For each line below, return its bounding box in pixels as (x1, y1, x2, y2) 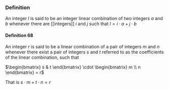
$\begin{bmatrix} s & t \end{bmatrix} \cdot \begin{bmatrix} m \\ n (5, 64, 141, 70)
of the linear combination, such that (5, 54, 79, 60)
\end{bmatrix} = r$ (5, 69, 44, 75)
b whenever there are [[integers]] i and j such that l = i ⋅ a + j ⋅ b (5, 21, 137, 27)
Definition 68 (5, 32, 34, 38)
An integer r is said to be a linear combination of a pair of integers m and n (5, 43, 160, 49)
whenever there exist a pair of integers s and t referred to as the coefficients (5, 49, 164, 55)
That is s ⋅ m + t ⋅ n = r (5, 79, 51, 85)
